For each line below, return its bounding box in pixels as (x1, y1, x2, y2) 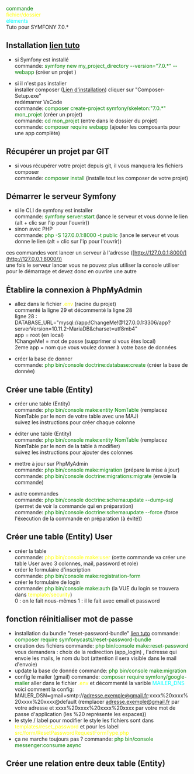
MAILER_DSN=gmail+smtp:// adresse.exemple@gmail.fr (14, 692, 148, 699)
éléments (6, 18, 29, 24)
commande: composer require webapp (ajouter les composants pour (14, 123, 181, 130)
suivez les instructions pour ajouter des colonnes (14, 449, 133, 456)
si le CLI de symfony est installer (14, 207, 93, 214)
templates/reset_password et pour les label (14, 723, 119, 730)
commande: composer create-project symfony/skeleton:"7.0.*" (14, 105, 167, 112)
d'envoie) (14, 661, 38, 668)
